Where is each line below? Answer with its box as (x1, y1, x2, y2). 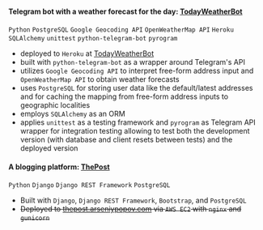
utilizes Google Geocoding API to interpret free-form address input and (19, 66, 254, 76)
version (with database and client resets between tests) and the (19, 134, 233, 145)
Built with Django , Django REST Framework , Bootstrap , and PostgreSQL (19, 195, 247, 206)
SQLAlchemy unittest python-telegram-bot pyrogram (8, 35, 178, 43)
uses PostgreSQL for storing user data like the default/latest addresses (19, 83, 253, 93)
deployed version (19, 143, 78, 153)
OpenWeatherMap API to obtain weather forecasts (19, 75, 180, 84)
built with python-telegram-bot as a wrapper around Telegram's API (19, 57, 245, 67)
